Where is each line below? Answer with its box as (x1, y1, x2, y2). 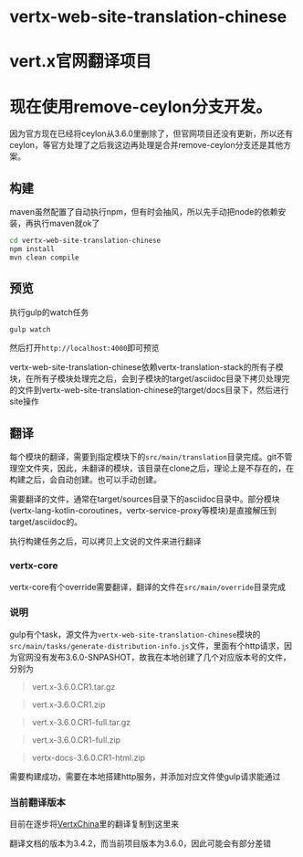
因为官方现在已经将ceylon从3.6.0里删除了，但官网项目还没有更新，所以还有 (9, 128, 294, 139)
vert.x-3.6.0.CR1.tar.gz (31, 681, 116, 692)
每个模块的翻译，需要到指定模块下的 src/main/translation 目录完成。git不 (9, 451, 285, 462)
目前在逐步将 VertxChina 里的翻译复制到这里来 (9, 819, 180, 830)
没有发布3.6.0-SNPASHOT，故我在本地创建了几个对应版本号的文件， (33, 651, 291, 662)
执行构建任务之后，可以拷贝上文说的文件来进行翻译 (9, 536, 202, 547)
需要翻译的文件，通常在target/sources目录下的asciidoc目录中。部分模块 (9, 493, 280, 504)
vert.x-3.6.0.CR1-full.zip (31, 734, 121, 746)
